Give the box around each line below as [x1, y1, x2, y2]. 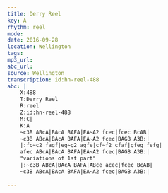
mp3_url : [7, 57, 33, 64]
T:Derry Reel [20, 96, 59, 103]
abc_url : [7, 63, 33, 70]
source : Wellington [7, 69, 65, 76]
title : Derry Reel [7, 10, 61, 18]
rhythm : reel [7, 23, 46, 30]
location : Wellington [7, 43, 71, 50]
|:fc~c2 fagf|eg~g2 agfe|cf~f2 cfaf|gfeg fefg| [20, 142, 162, 149]
